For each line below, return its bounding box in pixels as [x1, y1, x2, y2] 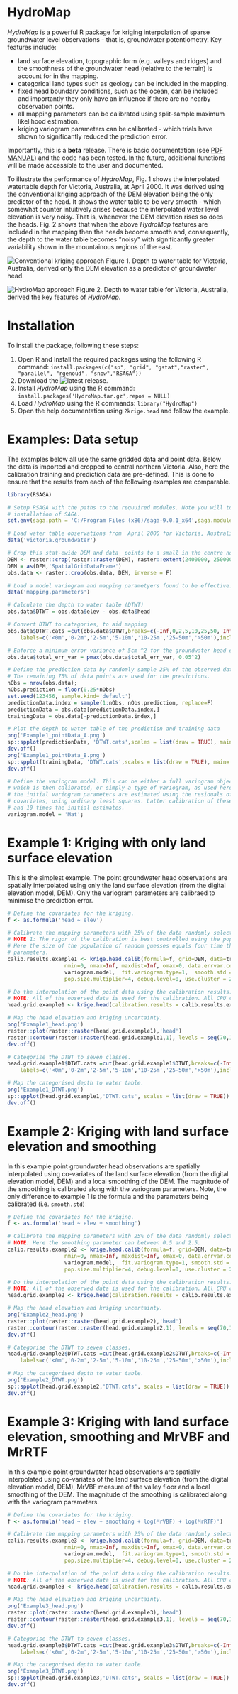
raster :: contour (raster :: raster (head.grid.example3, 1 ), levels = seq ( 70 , [7, 1616, 230, 1623]
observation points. [17, 102, 74, 110]
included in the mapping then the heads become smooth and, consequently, [7, 227, 230, 236]
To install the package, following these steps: [7, 341, 140, 349]
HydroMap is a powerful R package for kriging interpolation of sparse [7, 28, 210, 36]
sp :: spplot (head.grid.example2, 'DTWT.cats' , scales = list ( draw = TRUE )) [7, 1383, 230, 1390]
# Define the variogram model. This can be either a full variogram [7, 778, 214, 785]
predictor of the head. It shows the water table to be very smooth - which [7, 197, 222, 206]
